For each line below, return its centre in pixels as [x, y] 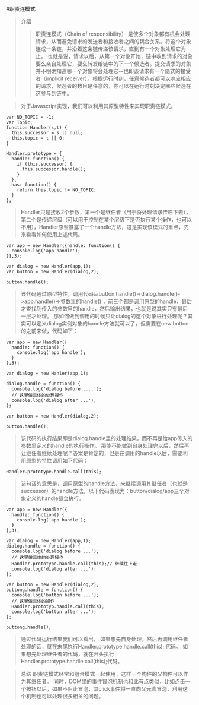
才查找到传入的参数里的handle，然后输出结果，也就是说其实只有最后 [104, 309]
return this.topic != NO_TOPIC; [57, 190]
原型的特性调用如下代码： [57, 460]
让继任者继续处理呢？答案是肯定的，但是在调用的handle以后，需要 [102, 453]
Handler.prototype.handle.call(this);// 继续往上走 [74, 564]
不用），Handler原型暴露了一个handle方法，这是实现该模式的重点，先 [105, 227]
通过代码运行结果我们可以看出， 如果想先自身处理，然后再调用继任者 [104, 639]
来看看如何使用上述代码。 [52, 234]
